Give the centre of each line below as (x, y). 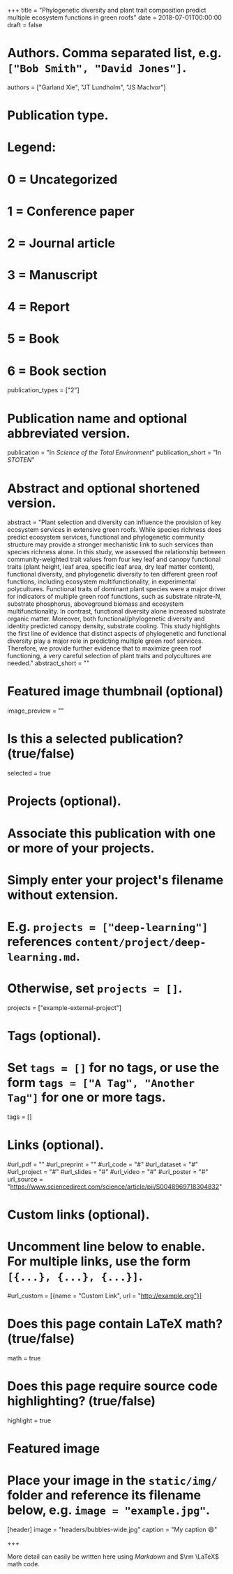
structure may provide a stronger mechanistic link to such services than (110, 544)
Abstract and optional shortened (104, 488)
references (40, 941)
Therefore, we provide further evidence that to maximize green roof (105, 648)
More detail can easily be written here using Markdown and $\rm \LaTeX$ (113, 1557)
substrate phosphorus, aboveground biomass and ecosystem (95, 604)
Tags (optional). (54, 1036)
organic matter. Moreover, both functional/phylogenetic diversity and (106, 619)
